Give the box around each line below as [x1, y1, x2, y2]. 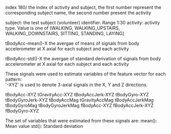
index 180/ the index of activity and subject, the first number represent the [5, 5, 162, 10]
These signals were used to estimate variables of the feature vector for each [5, 71, 166, 77]
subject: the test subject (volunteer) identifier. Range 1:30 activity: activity [5, 20, 160, 25]
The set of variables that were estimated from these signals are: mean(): [5, 118, 157, 124]
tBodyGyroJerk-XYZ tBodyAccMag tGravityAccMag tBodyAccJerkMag [5, 97, 154, 103]
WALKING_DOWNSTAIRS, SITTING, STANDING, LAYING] [5, 31, 125, 36]
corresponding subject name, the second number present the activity [5, 10, 152, 16]
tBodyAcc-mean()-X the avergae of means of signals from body [5, 40, 139, 46]
